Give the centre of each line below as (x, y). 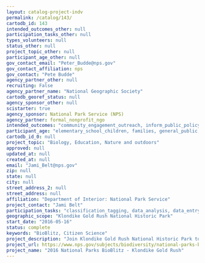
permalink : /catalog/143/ (39, 18)
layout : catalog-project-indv (45, 12)
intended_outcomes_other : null (46, 29)
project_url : (23, 245)
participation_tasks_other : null (49, 35)
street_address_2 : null (37, 188)
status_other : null (31, 46)
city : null (20, 182)
